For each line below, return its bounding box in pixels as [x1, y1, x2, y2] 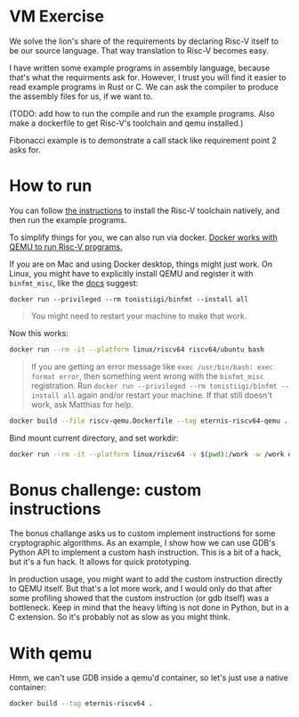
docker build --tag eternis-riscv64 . [9, 699, 153, 708]
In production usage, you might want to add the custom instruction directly [9, 573, 283, 585]
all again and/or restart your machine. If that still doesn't [63, 390, 273, 400]
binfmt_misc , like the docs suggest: [9, 277, 139, 288]
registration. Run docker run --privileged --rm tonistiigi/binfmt [30, 380, 278, 391]
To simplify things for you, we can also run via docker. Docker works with [9, 232, 278, 243]
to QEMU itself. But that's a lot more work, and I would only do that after [9, 583, 273, 594]
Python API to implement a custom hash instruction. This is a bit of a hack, [9, 547, 282, 558]
